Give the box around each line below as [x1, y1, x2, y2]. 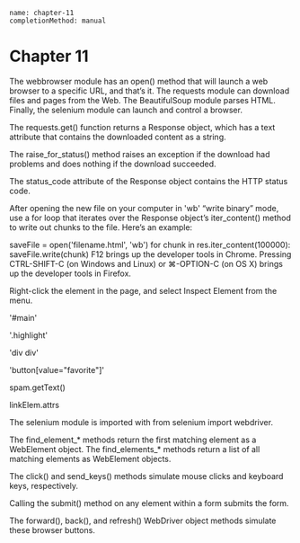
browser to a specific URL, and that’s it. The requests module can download [9, 85, 290, 96]
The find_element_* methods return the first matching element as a [9, 434, 257, 445]
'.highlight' [9, 329, 49, 341]
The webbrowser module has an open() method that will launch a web [9, 76, 269, 86]
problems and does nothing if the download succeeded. [9, 158, 217, 169]
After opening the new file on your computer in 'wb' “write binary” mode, [9, 202, 279, 213]
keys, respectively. [9, 480, 79, 491]
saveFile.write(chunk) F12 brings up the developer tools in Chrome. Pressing [9, 248, 292, 260]
